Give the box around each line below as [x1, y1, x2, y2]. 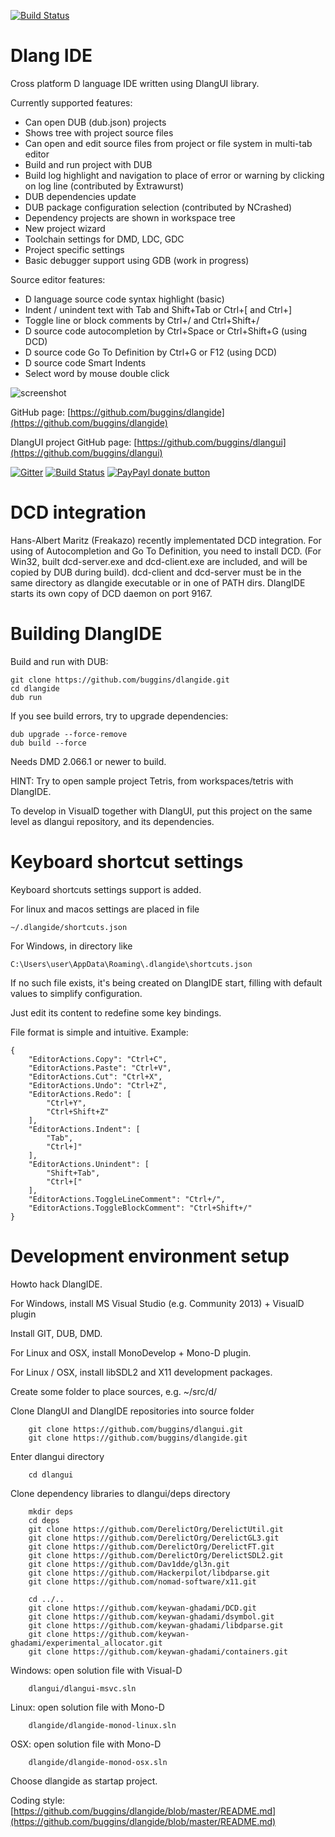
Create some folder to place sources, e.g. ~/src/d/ [10, 1385, 218, 1397]
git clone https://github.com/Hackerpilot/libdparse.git [28, 1568, 271, 1578]
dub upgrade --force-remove [10, 729, 128, 739]
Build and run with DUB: [10, 655, 109, 667]
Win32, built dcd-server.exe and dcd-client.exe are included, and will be [10, 555, 308, 567]
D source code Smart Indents [24, 356, 147, 369]
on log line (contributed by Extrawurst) [24, 180, 185, 192]
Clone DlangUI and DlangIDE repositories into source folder [10, 1405, 255, 1417]
